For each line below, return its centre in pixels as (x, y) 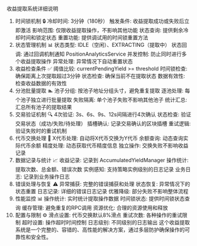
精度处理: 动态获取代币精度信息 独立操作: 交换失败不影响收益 (116, 146)
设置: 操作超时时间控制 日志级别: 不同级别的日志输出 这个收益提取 (111, 222)
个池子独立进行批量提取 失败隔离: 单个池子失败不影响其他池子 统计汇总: (101, 100)
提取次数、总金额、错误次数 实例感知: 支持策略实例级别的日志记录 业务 (100, 169)
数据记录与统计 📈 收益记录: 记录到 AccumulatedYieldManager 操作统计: (102, 160)
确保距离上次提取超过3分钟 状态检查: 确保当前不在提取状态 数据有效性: (100, 76)
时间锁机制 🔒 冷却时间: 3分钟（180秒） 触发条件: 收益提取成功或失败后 (100, 21)
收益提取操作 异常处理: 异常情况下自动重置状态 (77, 61)
